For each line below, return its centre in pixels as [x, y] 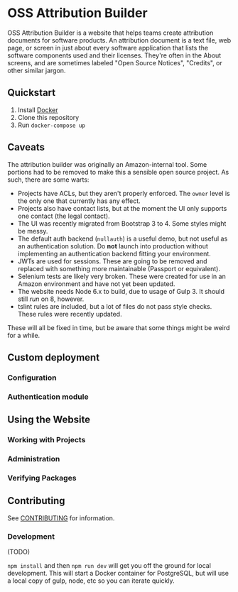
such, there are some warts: [48, 180]
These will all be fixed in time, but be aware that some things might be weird [119, 327]
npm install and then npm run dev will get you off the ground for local [109, 566]
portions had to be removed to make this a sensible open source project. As [118, 172]
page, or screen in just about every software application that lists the [108, 48]
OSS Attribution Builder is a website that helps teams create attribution [110, 33]
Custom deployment [54, 357]
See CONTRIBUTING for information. [61, 518]
